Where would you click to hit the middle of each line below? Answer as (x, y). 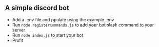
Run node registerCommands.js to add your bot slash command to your (83, 25)
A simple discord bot (37, 8)
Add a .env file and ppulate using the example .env (63, 19)
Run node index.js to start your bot (48, 35)
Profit (18, 40)
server (19, 30)
